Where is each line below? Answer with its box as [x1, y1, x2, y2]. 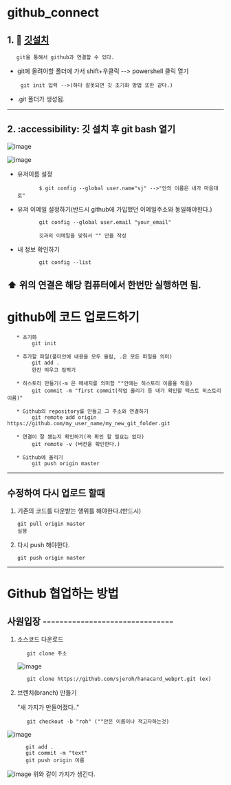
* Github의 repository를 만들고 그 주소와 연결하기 [16, 408, 149, 415]
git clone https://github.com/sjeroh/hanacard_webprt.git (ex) [26, 675, 212, 682]
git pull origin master [16, 520, 86, 527]
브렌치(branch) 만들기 [16, 688, 77, 697]
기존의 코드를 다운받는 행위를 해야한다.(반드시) [16, 507, 142, 515]
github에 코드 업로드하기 [7, 309, 140, 325]
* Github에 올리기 [16, 454, 63, 461]
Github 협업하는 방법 [7, 586, 119, 602]
